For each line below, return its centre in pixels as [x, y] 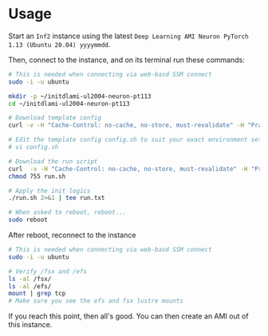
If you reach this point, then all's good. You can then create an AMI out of [128, 316]
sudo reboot [28, 220]
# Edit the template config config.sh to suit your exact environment [128, 140]
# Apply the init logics [49, 191]
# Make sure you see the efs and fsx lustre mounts [96, 301]
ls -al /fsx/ [30, 279]
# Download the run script [53, 161]
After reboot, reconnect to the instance [72, 235]
